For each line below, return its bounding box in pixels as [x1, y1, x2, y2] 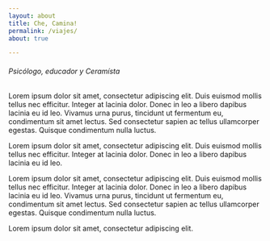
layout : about [8, 11, 57, 20]
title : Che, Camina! [8, 19, 78, 27]
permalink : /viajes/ [8, 27, 78, 35]
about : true [8, 34, 49, 43]
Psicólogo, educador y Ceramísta [8, 66, 120, 76]
